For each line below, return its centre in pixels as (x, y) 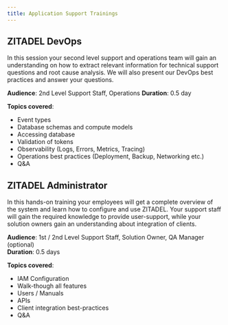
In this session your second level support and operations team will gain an (112, 58)
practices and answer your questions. (60, 80)
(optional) (21, 244)
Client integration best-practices (63, 308)
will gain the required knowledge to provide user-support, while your (104, 217)
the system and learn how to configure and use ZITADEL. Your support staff (114, 209)
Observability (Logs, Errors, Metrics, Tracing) (81, 149)
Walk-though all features (52, 286)
